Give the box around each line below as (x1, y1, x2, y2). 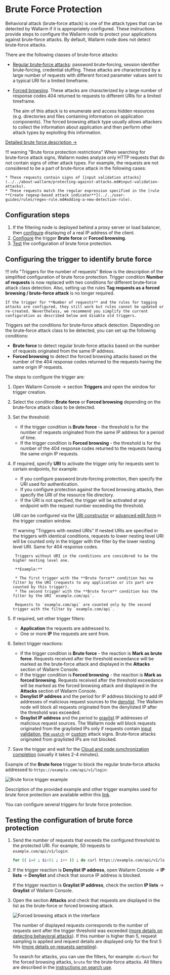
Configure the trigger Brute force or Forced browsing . (12, 235, 126, 241)
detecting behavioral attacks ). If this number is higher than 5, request (12, 933, 157, 939)
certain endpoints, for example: (12, 465, 78, 472)
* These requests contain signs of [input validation (5, 175, 121, 180)
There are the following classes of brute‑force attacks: (5, 52, 119, 58)
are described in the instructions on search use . (12, 964, 112, 970)
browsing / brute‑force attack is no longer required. (5, 290, 115, 296)
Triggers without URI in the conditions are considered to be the (15, 553, 158, 559)
